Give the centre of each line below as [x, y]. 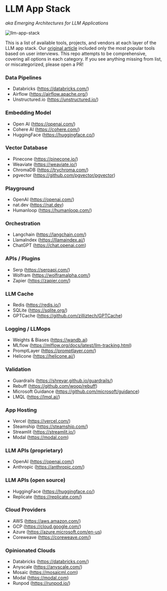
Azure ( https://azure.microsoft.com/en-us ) [57, 532]
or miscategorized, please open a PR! [44, 64]
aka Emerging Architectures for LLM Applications [57, 23]
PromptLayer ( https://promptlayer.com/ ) [54, 351]
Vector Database [26, 148]
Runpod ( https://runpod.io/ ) [41, 583]
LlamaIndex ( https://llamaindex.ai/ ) [49, 240]
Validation [18, 369]
